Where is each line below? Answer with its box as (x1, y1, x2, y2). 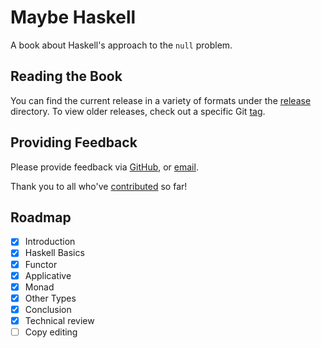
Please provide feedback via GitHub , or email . (10, 161, 199, 173)
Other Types (24, 292, 77, 304)
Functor (24, 258, 58, 270)
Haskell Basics (24, 247, 85, 259)
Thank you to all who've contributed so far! (10, 180, 188, 192)
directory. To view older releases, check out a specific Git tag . (10, 105, 266, 117)
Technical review (24, 314, 95, 326)
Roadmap (10, 209, 72, 226)
